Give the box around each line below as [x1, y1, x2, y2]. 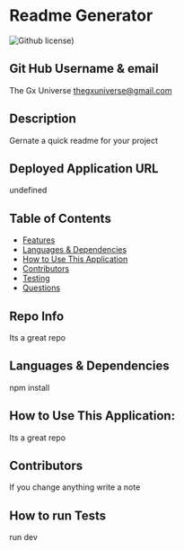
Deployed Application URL [9, 161, 159, 176]
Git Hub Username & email [9, 61, 159, 76]
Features [22, 235, 56, 245]
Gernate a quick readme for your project [9, 135, 159, 146]
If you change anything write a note [9, 482, 141, 492]
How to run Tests [9, 508, 107, 523]
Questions [22, 282, 61, 293]
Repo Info [9, 308, 65, 324]
